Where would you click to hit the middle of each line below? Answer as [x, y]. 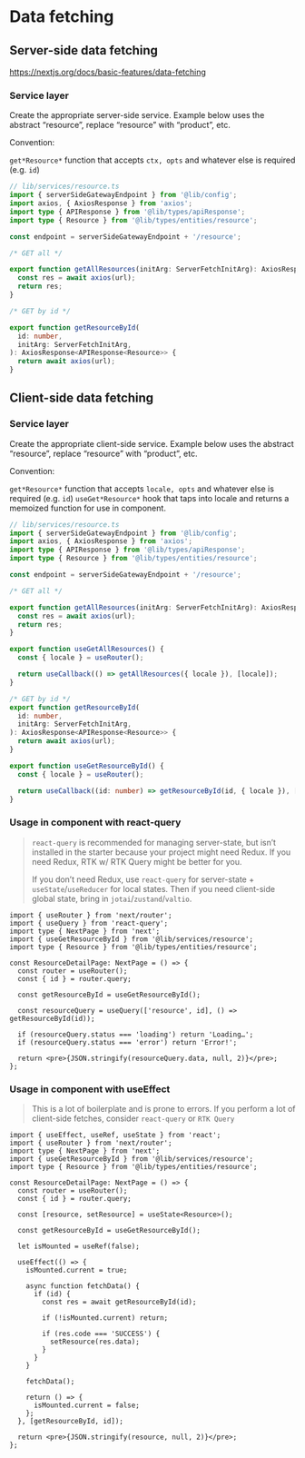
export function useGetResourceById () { [87, 766]
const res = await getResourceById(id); [119, 1302]
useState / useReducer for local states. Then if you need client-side [153, 888]
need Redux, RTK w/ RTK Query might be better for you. [137, 861]
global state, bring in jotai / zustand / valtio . [112, 898]
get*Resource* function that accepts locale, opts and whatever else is [142, 489]
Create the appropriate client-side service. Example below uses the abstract [152, 443]
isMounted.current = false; [87, 1405]
